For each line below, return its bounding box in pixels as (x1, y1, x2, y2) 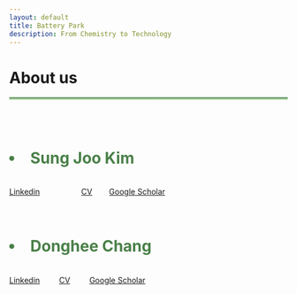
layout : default (9, 12, 69, 22)
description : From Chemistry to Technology (9, 29, 172, 38)
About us (9, 67, 78, 88)
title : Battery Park (9, 21, 86, 30)
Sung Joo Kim (30, 148, 135, 168)
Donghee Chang (30, 236, 152, 257)
